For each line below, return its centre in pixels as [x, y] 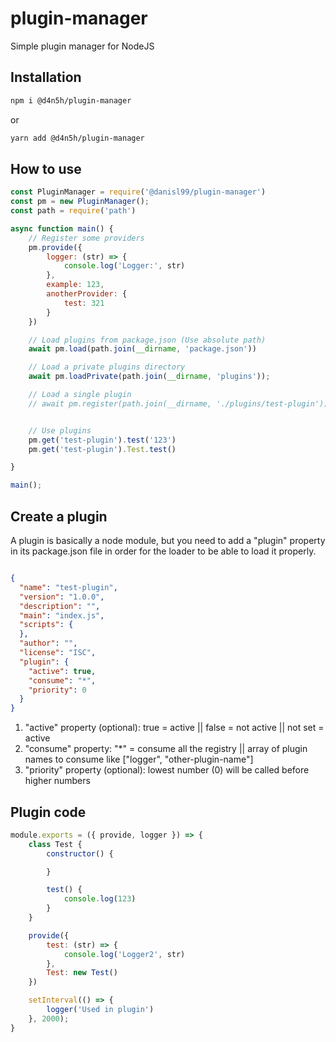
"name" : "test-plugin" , [68, 587]
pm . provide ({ [55, 247]
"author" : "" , [48, 643]
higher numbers [57, 781]
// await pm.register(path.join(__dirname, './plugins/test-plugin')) [178, 403]
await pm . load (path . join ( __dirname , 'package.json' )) [142, 349]
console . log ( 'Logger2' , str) [124, 954]
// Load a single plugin [80, 395]
